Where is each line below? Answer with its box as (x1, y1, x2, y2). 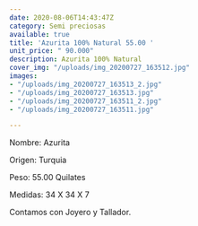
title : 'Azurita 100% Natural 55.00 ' (9, 38, 154, 48)
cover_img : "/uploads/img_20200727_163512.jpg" (9, 64, 191, 73)
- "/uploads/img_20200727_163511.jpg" (9, 105, 154, 114)
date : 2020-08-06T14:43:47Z (9, 13, 115, 22)
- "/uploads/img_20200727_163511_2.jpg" (9, 96, 163, 106)
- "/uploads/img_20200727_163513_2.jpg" (9, 80, 163, 89)
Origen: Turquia (9, 154, 67, 166)
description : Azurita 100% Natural (9, 55, 142, 64)
